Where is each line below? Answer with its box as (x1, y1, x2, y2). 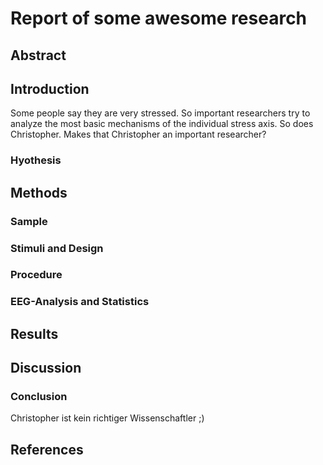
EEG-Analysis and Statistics (10, 295, 150, 309)
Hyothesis (10, 153, 62, 167)
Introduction (10, 80, 90, 97)
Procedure (10, 268, 63, 282)
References (10, 441, 84, 458)
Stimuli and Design (10, 241, 104, 255)
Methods (10, 184, 68, 201)
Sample (10, 214, 48, 228)
